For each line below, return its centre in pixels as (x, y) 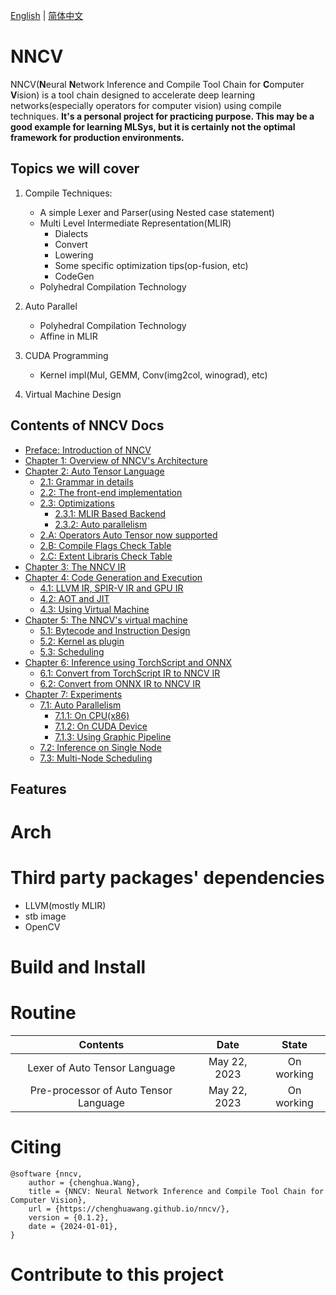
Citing (36, 1147)
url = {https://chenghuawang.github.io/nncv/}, (129, 1209)
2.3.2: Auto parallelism (101, 524)
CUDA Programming (66, 355)
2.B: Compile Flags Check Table (105, 545)
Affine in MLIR (68, 336)
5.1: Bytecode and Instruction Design (115, 630)
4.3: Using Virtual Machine (94, 609)
